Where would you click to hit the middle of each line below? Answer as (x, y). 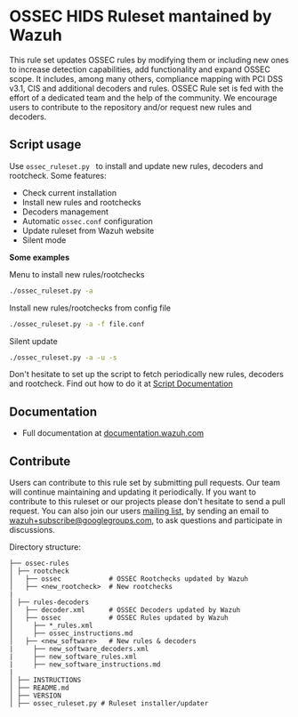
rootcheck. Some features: (58, 175)
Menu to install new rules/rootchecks (77, 274)
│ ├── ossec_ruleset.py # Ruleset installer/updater (109, 704)
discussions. (32, 530)
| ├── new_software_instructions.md (85, 665)
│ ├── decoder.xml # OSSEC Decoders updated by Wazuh (125, 610)
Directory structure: (45, 547)
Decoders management (65, 212)
